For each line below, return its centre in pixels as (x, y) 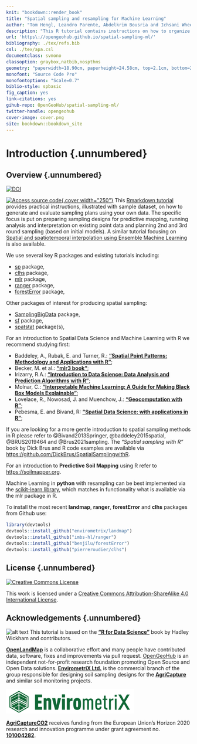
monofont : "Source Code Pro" (42, 74)
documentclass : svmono (34, 56)
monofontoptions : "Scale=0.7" (43, 80)
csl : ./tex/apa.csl (30, 50)
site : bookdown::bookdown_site (44, 124)
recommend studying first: (38, 344)
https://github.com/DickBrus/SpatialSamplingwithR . (68, 454)
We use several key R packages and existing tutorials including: (83, 256)
